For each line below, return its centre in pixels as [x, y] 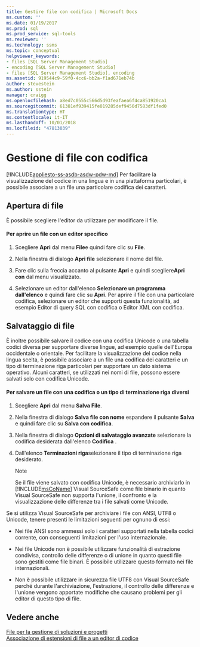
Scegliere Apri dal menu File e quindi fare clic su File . [80, 247]
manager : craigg [26, 95]
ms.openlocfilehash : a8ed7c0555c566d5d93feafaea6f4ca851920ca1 [87, 100]
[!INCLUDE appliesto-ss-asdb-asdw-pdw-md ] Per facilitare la [81, 174]
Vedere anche [33, 617]
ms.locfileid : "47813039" [38, 128]
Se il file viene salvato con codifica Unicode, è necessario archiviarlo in [102, 482]
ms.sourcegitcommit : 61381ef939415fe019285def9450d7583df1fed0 [87, 106]
